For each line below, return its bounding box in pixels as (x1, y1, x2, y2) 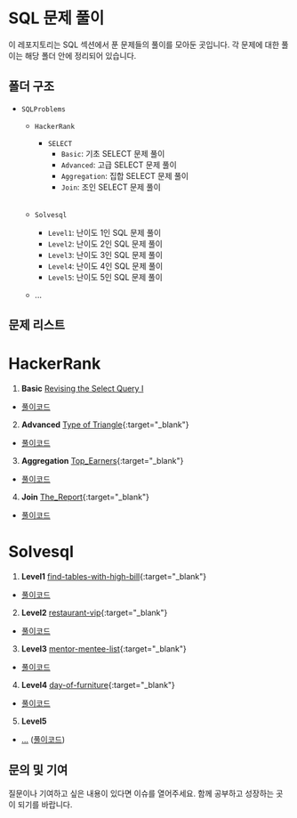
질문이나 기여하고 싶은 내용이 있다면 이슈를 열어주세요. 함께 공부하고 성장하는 (8, 788, 275, 798)
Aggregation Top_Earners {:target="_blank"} (20, 456, 184, 466)
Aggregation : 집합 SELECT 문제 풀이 (60, 170, 189, 181)
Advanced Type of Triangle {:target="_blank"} (20, 419, 189, 430)
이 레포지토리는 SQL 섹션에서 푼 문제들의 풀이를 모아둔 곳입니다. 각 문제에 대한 (8, 39, 280, 50)
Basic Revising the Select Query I (20, 384, 144, 394)
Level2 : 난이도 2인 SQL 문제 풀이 (47, 238, 164, 249)
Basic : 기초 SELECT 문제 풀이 (60, 148, 165, 158)
